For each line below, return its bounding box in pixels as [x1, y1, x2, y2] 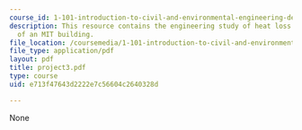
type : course [9, 72, 58, 81]
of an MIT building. [17, 30, 94, 39]
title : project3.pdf [9, 64, 87, 73]
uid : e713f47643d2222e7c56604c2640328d [9, 80, 159, 89]
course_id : [9, 13, 50, 22]
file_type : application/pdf [9, 47, 115, 56]
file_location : [9, 38, 67, 48]
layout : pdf [9, 55, 54, 64]
